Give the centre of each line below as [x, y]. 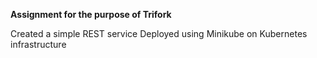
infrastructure [38, 44]
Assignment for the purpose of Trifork [91, 14]
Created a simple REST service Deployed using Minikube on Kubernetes [159, 33]
